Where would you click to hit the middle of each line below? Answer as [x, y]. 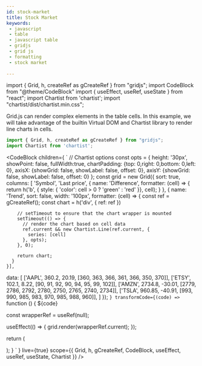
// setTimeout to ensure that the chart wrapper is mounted [94, 214]
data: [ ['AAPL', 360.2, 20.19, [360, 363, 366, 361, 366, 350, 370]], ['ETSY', [99, 278]
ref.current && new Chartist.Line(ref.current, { [86, 230]
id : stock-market [28, 12]
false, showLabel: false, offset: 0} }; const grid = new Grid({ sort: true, [93, 177]
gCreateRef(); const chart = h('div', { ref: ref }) [64, 203]
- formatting [25, 57]
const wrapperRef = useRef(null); [48, 315]
